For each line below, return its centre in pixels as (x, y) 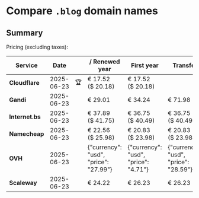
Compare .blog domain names (82, 11)
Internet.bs (25, 117)
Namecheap (27, 134)
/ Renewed (105, 62)
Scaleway (23, 183)
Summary (25, 33)
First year (145, 65)
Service (27, 65)
